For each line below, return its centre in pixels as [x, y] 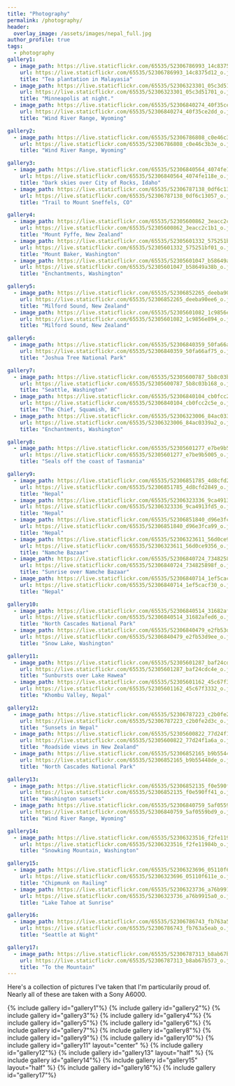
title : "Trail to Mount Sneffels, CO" [76, 202]
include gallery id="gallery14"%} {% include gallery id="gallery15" [102, 1060]
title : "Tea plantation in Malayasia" [76, 79]
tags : [15, 46]
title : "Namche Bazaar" [55, 552]
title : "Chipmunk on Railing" [64, 883]
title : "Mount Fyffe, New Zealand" [72, 234]
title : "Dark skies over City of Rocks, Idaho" [90, 183]
